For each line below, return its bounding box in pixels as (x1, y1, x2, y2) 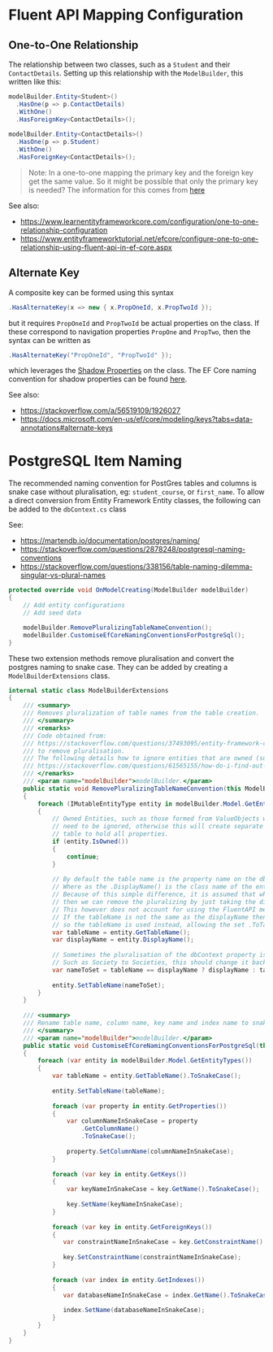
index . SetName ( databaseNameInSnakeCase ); (63, 1306, 206, 1315)
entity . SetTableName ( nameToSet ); (51, 981, 165, 989)
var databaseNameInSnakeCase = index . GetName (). (63, 1291, 231, 1299)
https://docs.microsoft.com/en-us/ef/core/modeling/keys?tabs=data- (19, 415, 253, 424)
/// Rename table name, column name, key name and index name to (23, 1019, 249, 1027)
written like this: (8, 77, 62, 86)
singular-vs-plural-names (19, 571, 106, 580)
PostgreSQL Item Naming (8, 451, 183, 470)
